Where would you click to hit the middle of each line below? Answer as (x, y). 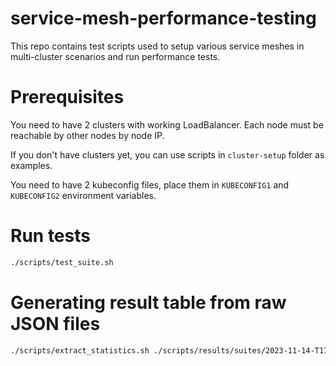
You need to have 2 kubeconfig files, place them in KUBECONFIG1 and (150, 184)
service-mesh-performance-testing (163, 18)
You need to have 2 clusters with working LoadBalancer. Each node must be (167, 124)
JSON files (55, 323)
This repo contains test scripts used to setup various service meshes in (157, 46)
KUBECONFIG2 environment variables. (83, 195)
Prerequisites (67, 97)
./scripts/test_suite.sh (62, 262)
